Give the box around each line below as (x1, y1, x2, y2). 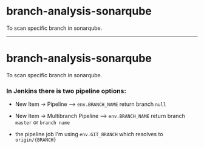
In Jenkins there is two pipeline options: (6, 86, 126, 95)
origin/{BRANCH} (15, 137, 56, 144)
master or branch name (15, 119, 70, 126)
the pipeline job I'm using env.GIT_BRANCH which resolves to (15, 131, 163, 138)
